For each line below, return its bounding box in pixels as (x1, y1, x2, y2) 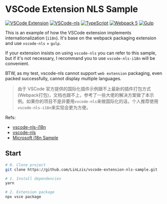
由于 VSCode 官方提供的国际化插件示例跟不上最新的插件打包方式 (17, 86, 151, 92)
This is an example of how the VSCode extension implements (5, 29, 131, 35)
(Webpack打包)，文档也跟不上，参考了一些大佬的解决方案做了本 (17, 92, 150, 98)
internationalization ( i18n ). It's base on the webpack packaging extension (5, 35, 156, 41)
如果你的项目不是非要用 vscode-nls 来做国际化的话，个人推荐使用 (26, 98, 158, 104)
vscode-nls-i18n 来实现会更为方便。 (17, 104, 91, 110)
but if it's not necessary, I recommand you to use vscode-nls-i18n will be (5, 55, 155, 61)
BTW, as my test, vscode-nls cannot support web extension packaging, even (5, 70, 162, 76)
